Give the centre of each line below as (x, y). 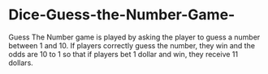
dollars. (21, 63)
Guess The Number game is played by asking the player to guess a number (134, 37)
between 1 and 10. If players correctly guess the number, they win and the (132, 45)
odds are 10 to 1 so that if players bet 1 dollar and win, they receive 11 (123, 54)
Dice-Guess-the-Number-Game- (122, 15)
